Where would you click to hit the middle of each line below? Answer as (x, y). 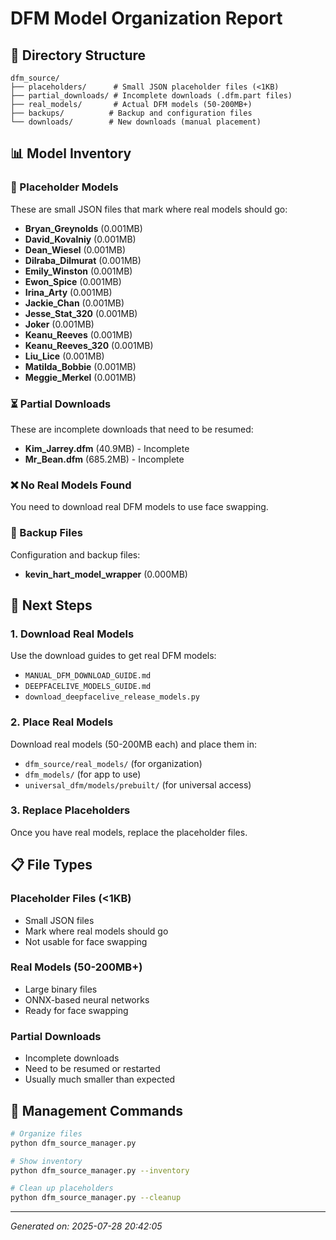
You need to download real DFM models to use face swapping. (139, 507)
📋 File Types (51, 865)
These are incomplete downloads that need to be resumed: (132, 429)
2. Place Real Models (62, 722)
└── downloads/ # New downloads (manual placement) (136, 122)
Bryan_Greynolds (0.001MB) (83, 228)
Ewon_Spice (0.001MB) (73, 281)
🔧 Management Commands (96, 1110)
